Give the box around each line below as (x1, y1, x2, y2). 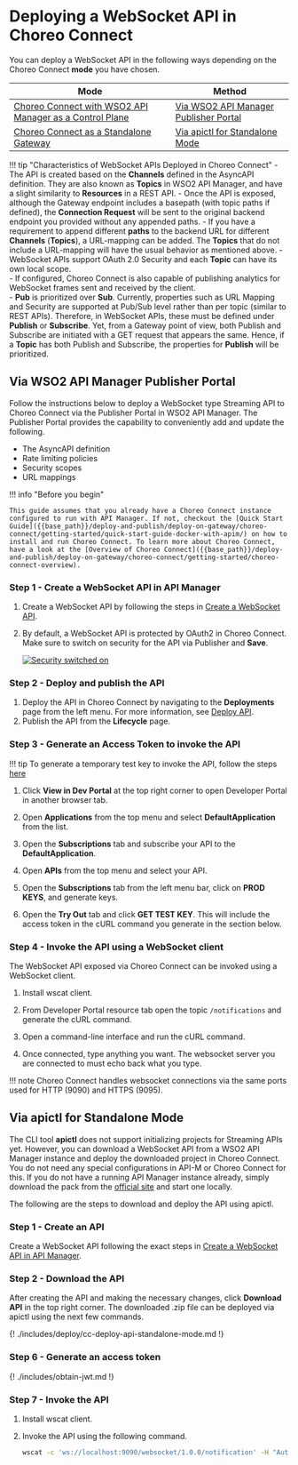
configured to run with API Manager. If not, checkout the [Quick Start (9, 514, 284, 523)
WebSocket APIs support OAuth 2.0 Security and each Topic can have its (9, 253, 278, 264)
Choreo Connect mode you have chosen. (9, 64, 161, 75)
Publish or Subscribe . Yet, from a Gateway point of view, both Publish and (9, 320, 282, 331)
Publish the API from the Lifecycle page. (21, 716, 171, 726)
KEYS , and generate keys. (21, 892, 118, 902)
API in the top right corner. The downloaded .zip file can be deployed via (9, 1302, 275, 1313)
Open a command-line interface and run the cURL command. (21, 1031, 246, 1042)
